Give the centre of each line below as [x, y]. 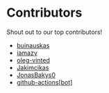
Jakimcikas [33, 67]
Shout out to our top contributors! [54, 32]
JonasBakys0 [36, 75]
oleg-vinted [33, 60]
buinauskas [33, 45]
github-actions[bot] [44, 82]
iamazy [27, 53]
